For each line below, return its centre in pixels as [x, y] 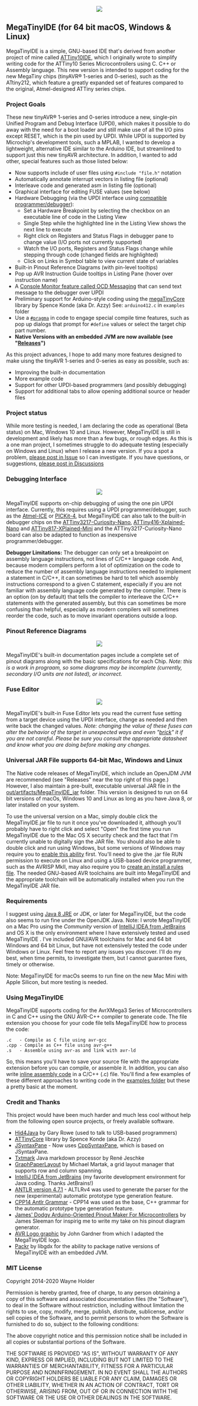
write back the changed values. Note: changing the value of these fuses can [99, 726]
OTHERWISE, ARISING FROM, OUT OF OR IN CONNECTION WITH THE [92, 1391]
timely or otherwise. [30, 964]
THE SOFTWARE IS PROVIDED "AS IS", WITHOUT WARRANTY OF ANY [92, 1353]
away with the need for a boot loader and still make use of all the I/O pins [95, 130]
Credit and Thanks [33, 1102]
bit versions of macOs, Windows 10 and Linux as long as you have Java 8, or [99, 798]
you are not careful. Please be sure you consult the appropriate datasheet [97, 738]
